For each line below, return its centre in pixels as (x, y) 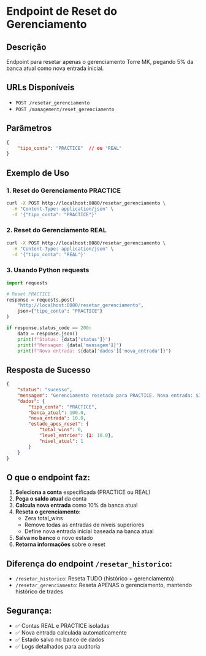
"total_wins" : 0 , (61, 430)
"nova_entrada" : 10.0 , (57, 418)
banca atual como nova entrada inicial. (55, 68)
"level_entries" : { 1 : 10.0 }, (76, 435)
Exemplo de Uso (38, 173)
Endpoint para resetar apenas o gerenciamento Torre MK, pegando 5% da (100, 62)
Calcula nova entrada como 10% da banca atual (76, 506)
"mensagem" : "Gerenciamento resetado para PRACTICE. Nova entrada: (105, 395)
